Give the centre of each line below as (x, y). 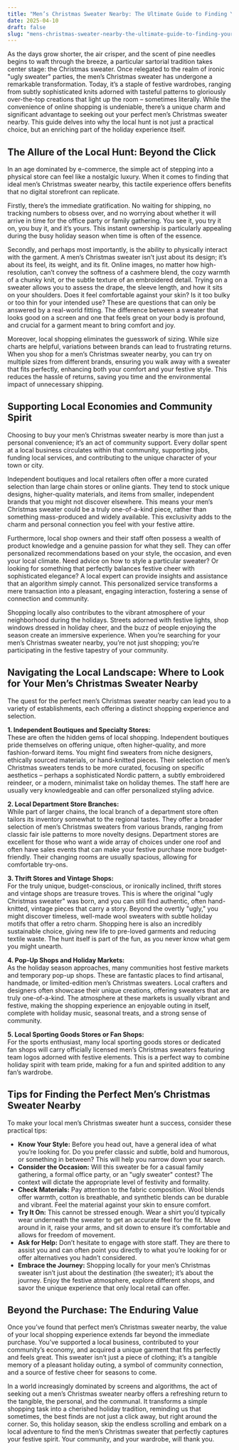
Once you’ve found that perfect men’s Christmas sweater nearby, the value (117, 1327)
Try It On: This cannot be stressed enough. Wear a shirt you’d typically (121, 1212)
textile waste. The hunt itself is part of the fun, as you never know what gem (119, 938)
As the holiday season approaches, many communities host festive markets (118, 968)
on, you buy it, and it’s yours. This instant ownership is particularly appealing (119, 228)
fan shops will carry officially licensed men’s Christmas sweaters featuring (116, 1049)
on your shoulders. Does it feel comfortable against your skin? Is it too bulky (119, 295)
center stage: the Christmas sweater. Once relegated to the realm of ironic (116, 69)
